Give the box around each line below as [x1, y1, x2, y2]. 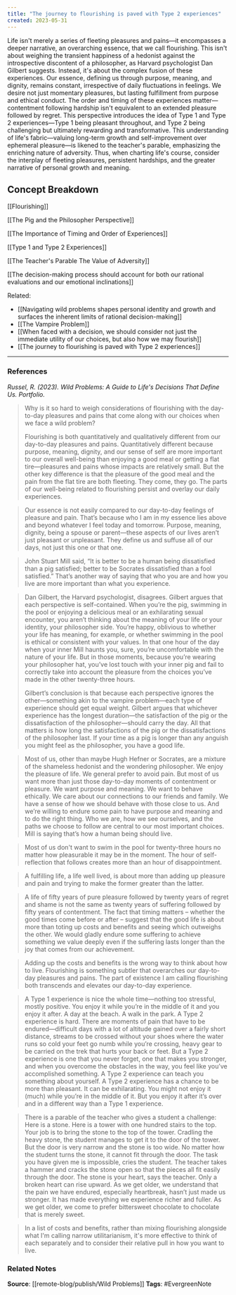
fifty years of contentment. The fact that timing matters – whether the [24, 907, 225, 916]
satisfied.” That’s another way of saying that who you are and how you [24, 571, 228, 580]
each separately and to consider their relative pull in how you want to [24, 1239, 225, 1247]
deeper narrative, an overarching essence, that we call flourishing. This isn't [7, 44, 228, 52]
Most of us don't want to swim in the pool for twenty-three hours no [24, 843, 221, 851]
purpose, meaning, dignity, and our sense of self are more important [24, 447, 223, 456]
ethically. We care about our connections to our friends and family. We [24, 792, 229, 800]
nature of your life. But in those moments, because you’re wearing [24, 652, 216, 661]
